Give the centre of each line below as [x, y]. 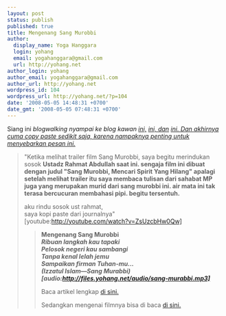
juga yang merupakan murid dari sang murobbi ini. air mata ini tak [120, 185]
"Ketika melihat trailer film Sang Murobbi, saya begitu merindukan [117, 157]
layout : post [26, 13]
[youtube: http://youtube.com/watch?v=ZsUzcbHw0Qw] [103, 221]
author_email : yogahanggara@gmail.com [63, 77]
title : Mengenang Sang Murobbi [52, 33]
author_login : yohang [38, 71]
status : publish [30, 20]
